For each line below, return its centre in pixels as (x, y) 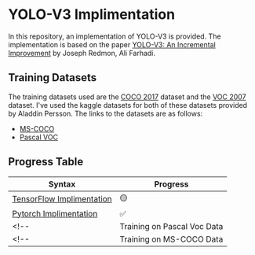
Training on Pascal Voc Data (171, 226)
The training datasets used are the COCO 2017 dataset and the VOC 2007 (127, 97)
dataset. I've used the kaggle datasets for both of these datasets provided (128, 105)
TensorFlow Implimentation (62, 199)
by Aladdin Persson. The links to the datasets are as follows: (106, 113)
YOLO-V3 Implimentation (91, 15)
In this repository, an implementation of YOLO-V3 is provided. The (115, 36)
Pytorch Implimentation (55, 213)
